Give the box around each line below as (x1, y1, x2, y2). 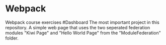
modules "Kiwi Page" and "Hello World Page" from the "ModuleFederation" (5, 30, 161, 36)
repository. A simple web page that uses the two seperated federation (5, 24, 150, 30)
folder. (5, 35, 19, 41)
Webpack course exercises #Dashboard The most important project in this (5, 19, 159, 25)
